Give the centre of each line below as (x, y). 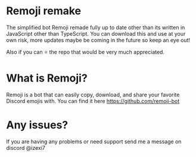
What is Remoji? (47, 78)
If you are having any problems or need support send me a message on (94, 142)
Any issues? (37, 125)
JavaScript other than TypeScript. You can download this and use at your (96, 33)
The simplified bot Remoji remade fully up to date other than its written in (96, 27)
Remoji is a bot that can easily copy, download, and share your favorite (93, 95)
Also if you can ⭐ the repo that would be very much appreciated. (85, 52)
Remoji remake (44, 11)
